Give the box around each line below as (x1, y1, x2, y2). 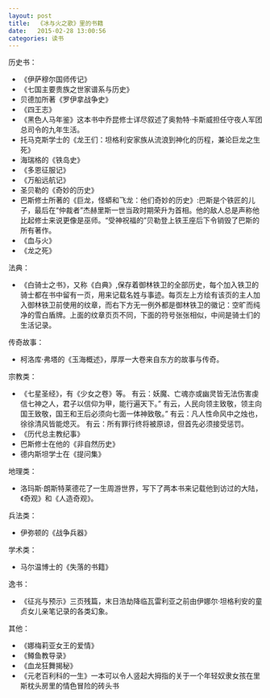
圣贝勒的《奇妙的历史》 (19, 185, 98, 195)
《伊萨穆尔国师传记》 (19, 74, 91, 85)
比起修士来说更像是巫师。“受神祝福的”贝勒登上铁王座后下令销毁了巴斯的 (19, 215, 260, 226)
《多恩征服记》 (19, 165, 70, 175)
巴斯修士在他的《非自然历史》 (19, 439, 119, 449)
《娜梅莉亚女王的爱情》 (19, 641, 98, 650)
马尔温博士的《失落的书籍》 (19, 562, 113, 572)
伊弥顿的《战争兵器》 (19, 528, 91, 538)
